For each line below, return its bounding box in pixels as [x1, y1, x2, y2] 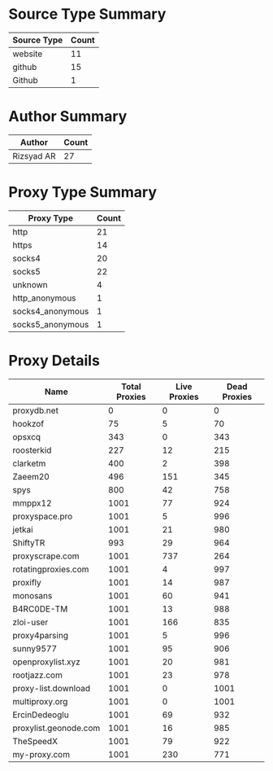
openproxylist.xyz [12, 656, 81, 668]
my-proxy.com [12, 748, 71, 760]
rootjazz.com [12, 669, 63, 681]
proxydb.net [12, 405, 59, 416]
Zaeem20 [12, 471, 50, 482]
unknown [12, 278, 48, 290]
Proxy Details [8, 352, 100, 370]
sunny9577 [12, 642, 58, 654]
